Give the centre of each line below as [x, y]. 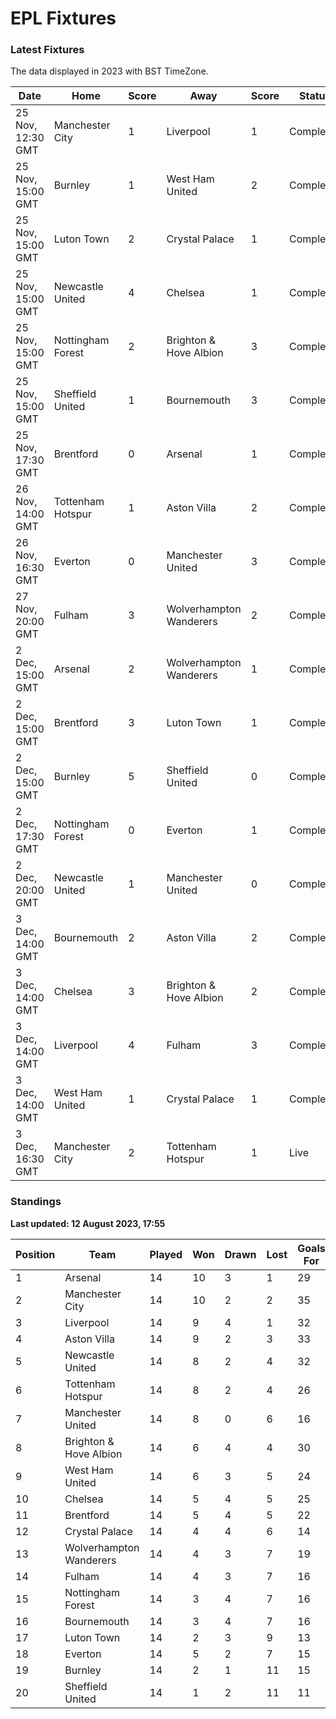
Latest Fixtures [47, 50]
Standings [36, 1202]
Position [35, 1254]
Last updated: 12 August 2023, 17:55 [88, 1223]
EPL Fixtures [63, 18]
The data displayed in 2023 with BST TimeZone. [109, 71]
